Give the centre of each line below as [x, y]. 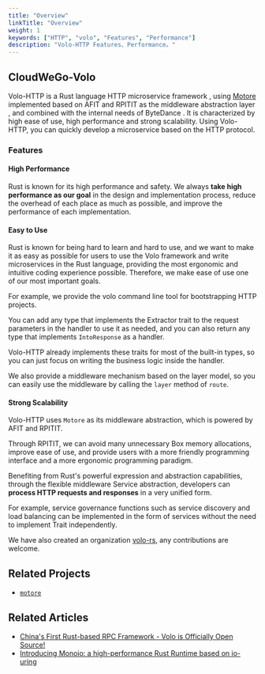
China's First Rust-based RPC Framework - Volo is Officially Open [126, 637]
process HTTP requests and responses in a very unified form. [110, 493]
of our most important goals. [54, 281]
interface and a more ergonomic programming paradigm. [101, 460]
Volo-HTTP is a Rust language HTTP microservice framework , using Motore [132, 96]
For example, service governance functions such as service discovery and [129, 508]
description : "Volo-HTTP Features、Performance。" [92, 45]
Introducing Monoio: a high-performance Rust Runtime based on [125, 653]
